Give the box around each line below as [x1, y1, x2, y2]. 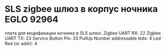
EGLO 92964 [4, 14, 59, 25]
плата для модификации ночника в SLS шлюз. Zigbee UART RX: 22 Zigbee [4, 30, 161, 36]
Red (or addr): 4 [4, 40, 38, 46]
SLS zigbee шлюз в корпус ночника [4, 3, 158, 15]
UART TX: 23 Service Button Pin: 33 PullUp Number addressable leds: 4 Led [4, 35, 161, 41]
